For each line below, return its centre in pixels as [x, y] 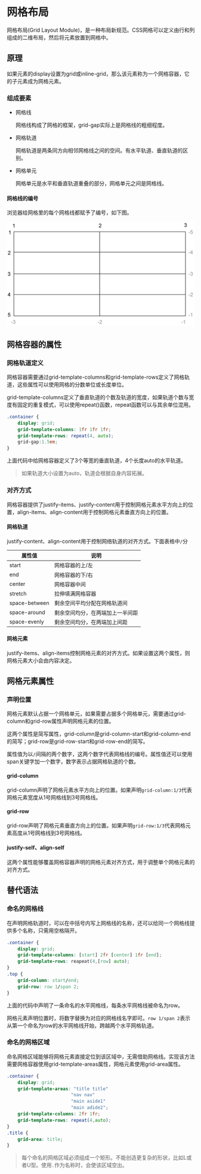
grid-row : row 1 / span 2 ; [48, 987]
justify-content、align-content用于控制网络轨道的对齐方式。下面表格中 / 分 [98, 541]
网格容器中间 [70, 584]
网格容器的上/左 [73, 565]
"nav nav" [83, 1095]
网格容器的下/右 [73, 574]
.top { [15, 974]
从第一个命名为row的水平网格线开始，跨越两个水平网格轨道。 [82, 1025]
